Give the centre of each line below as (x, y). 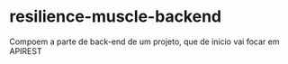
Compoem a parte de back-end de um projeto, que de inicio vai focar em (144, 41)
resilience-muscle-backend (116, 17)
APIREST (26, 50)
